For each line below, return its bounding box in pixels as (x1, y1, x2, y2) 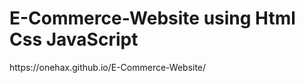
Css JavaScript (9, 28, 139, 51)
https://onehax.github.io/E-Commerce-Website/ (9, 61, 207, 73)
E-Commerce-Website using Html (9, 7, 296, 30)
